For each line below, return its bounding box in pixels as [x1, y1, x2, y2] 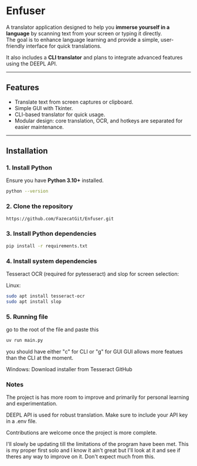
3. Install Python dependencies [6, 230, 97, 238]
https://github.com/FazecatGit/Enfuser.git [6, 216, 114, 222]
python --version [6, 189, 49, 194]
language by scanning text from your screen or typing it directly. [6, 29, 162, 37]
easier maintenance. [14, 123, 64, 130]
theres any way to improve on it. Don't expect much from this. [6, 453, 155, 460]
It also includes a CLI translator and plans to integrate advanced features [6, 54, 183, 61]
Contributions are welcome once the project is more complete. [6, 429, 157, 437]
